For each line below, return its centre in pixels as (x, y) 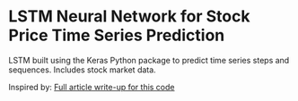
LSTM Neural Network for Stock (129, 17)
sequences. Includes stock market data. (82, 70)
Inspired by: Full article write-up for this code (92, 87)
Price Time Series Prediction (117, 35)
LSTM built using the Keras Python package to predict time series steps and (149, 60)
